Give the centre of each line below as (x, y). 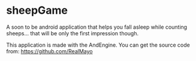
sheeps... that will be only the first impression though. (73, 33)
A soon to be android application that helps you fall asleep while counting (97, 27)
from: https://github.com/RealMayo (49, 51)
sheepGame (37, 10)
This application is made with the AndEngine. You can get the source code (98, 45)
